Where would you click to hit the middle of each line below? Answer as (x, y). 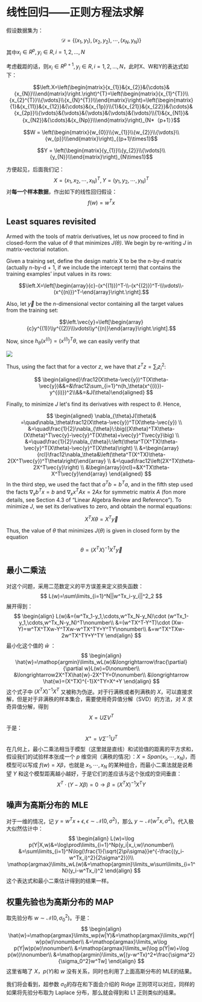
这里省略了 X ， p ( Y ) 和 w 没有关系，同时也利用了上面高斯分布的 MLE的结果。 (101, 971)
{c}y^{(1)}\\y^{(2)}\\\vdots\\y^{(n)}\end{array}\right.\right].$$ (101, 328)
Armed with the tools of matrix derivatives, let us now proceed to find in (95, 236)
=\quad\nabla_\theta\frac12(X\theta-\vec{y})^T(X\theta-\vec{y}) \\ (101, 422)
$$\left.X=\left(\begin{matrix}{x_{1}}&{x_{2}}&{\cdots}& (101, 87)
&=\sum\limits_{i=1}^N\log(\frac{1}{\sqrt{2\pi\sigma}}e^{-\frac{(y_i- (101, 851)
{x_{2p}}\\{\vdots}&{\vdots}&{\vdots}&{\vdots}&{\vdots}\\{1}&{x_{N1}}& (101, 113)
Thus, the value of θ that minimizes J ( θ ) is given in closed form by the (93, 531)
